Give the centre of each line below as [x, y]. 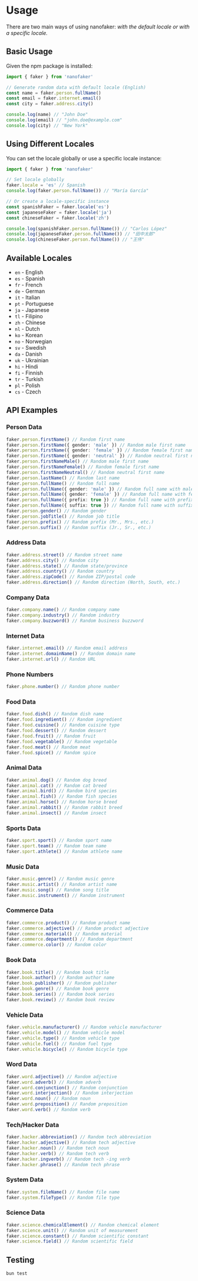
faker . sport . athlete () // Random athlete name [64, 851]
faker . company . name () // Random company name [63, 610]
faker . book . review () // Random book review [60, 1000]
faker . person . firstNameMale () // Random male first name [77, 462]
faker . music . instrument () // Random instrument [66, 895]
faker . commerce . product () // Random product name [68, 923]
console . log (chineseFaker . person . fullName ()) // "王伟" [75, 240]
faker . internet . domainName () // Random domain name [71, 654]
